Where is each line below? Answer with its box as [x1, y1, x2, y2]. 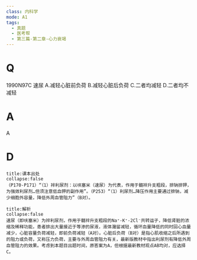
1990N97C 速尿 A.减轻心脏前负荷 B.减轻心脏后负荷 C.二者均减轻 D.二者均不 [6, 81, 189, 88]
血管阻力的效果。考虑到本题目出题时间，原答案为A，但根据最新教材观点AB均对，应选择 [6, 242, 186, 248]
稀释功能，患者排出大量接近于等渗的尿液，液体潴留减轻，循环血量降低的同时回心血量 [14, 223, 191, 230]
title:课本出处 [6, 170, 40, 177]
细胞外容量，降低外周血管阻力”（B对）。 [10, 195, 93, 200]
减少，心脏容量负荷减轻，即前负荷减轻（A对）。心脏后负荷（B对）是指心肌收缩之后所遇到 [6, 230, 190, 236]
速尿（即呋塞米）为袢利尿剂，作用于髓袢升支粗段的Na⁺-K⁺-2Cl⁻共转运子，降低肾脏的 [6, 218, 185, 223]
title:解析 [6, 206, 31, 212]
